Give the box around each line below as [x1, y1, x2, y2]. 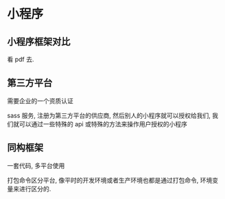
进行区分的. [19, 185, 51, 193]
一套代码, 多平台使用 [7, 161, 65, 169]
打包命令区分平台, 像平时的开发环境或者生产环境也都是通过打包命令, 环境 [7, 176, 213, 184]
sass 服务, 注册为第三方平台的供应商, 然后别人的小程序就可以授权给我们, [7, 111, 211, 119]
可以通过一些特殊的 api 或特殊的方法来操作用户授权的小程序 [19, 119, 187, 128]
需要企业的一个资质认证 [7, 97, 73, 105]
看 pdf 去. [7, 56, 34, 63]
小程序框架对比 [7, 36, 71, 47]
